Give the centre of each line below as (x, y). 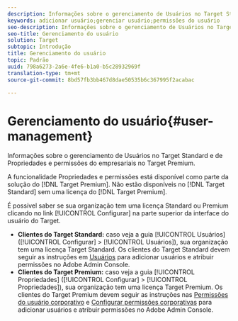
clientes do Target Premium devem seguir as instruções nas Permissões (123, 295)
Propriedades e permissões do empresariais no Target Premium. (101, 163)
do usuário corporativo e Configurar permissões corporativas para (115, 303)
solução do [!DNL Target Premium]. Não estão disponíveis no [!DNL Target (116, 184)
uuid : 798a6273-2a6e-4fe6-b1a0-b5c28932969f (74, 67)
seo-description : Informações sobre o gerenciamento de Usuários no (110, 27)
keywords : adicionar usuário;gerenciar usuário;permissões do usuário (114, 21)
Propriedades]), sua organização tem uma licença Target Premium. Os (120, 287)
